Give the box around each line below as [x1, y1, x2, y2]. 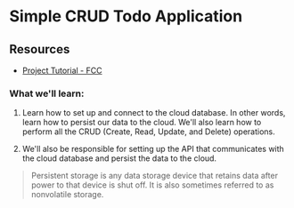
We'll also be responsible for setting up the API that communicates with [21, 144, 285, 155]
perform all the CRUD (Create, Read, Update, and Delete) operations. [21, 126, 275, 137]
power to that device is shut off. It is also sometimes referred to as [30, 180, 274, 190]
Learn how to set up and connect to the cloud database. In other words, [21, 108, 286, 118]
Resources [9, 42, 70, 57]
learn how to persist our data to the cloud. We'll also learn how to [21, 117, 262, 128]
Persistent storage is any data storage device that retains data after [30, 171, 279, 181]
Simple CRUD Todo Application [9, 6, 243, 27]
